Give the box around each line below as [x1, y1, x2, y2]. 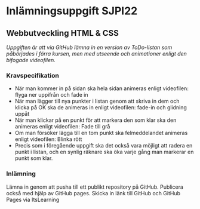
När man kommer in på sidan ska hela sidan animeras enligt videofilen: [14, 85, 189, 92]
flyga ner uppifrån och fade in [14, 91, 88, 99]
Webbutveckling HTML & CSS [6, 28, 119, 38]
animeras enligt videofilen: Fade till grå [14, 123, 110, 130]
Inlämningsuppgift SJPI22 [6, 4, 138, 18]
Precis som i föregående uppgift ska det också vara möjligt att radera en [14, 142, 193, 149]
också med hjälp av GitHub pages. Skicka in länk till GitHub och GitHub [6, 189, 181, 196]
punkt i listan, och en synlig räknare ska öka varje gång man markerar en [14, 148, 194, 156]
